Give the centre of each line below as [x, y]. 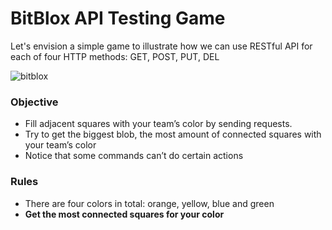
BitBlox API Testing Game [118, 18]
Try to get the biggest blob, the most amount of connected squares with [173, 134]
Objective [34, 102]
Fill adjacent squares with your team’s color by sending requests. [158, 124]
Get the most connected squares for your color [124, 214]
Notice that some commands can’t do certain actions [134, 156]
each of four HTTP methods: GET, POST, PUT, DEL [115, 56]
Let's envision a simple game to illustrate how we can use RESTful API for [161, 46]
